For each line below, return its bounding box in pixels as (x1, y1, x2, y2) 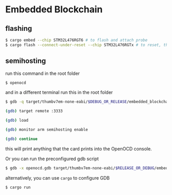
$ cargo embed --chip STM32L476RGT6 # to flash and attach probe (5, 37, 147, 43)
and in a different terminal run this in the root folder (5, 89, 113, 95)
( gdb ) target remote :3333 (5, 109, 63, 114)
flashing (5, 24, 32, 33)
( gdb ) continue (5, 136, 38, 142)
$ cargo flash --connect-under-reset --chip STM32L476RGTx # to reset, (5, 42, 161, 47)
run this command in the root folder (5, 70, 80, 76)
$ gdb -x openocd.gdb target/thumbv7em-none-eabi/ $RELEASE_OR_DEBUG (5, 165, 155, 170)
